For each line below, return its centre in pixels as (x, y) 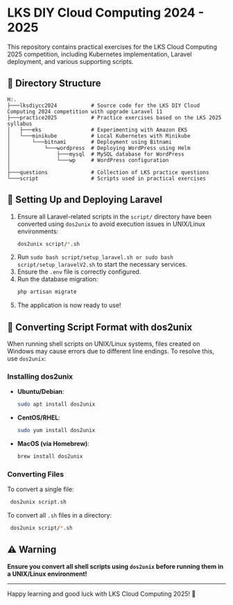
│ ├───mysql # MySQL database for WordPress (96, 154)
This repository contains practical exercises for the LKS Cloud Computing (112, 47)
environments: (38, 231)
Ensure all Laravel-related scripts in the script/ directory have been (114, 216)
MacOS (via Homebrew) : (53, 444)
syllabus (20, 124)
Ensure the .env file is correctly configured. (79, 272)
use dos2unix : (27, 358)
